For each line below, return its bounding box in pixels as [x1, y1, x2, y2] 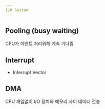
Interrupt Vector [12, 70, 47, 76]
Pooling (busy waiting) [5, 27, 79, 35]
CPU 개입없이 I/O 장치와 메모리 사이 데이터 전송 [5, 98, 100, 105]
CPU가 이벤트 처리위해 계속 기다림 [5, 40, 74, 47]
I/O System [5, 7, 29, 13]
